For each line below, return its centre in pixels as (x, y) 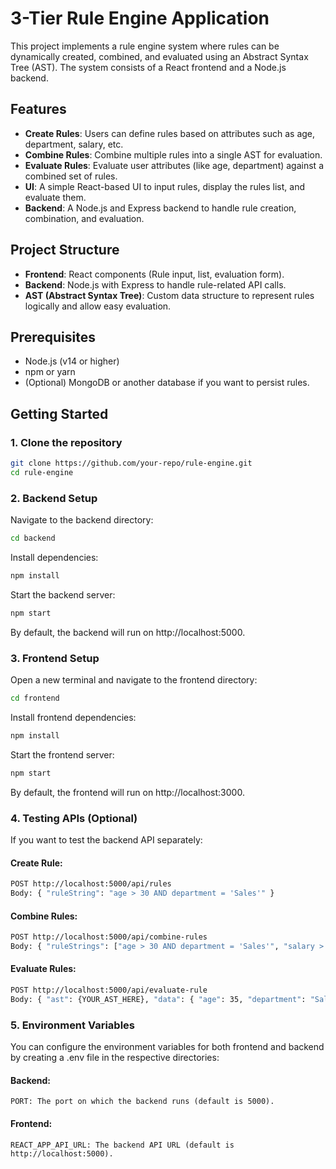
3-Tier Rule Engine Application (140, 18)
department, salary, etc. (74, 144)
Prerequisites (53, 337)
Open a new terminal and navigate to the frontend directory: (134, 680)
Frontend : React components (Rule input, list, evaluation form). (154, 274)
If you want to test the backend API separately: (106, 839)
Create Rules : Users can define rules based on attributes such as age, (170, 133)
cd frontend (35, 698)
